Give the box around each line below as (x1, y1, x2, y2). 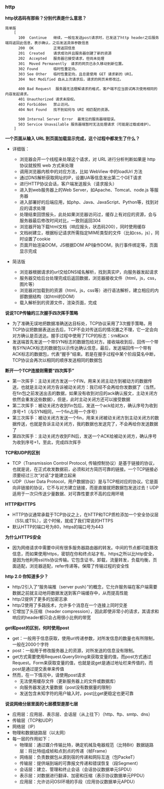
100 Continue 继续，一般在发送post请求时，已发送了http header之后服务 (18, 35, 159, 40)
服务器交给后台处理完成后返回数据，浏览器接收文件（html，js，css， (19, 275, 159, 281)
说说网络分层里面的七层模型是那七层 (5, 701, 78, 707)
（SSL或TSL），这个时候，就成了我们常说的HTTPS (12, 518, 114, 524)
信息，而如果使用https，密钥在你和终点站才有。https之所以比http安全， (12, 551, 157, 557)
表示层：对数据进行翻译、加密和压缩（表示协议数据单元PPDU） (19, 773, 147, 779)
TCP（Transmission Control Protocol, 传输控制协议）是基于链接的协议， (12, 460, 158, 466)
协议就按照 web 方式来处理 (19, 163, 74, 169)
